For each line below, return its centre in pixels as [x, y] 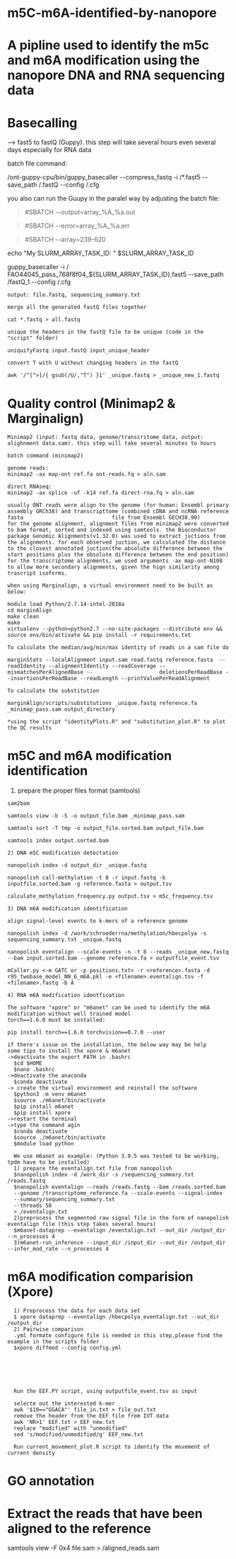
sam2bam [19, 804]
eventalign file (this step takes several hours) [82, 1225]
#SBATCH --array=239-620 [65, 240]
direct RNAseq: [30, 487]
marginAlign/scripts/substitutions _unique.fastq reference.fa [102, 703]
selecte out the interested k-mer [64, 1404]
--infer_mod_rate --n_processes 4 [58, 1249]
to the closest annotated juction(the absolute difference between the [115, 549]
